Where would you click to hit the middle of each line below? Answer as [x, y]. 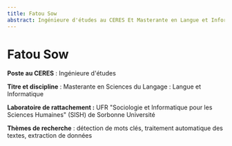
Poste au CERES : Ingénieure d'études [61, 73]
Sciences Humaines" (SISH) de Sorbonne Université [81, 115]
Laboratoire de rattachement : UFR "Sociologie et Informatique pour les [110, 107]
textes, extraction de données [50, 136]
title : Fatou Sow [32, 13]
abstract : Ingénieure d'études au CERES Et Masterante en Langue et [108, 20]
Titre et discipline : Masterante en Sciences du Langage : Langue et [104, 86]
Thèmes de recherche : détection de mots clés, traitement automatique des [115, 128]
